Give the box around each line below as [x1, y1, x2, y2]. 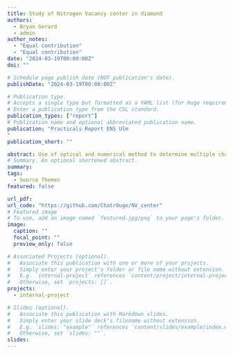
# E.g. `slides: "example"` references [7, 324, 129, 330]
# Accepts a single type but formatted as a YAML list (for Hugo [7, 100, 200, 107]
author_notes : [7, 36, 49, 43]
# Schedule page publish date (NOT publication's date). [7, 74, 175, 81]
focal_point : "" [13, 234, 60, 241]
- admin [13, 29, 36, 37]
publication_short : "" [7, 138, 73, 145]
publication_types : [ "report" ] [7, 112, 98, 120]
